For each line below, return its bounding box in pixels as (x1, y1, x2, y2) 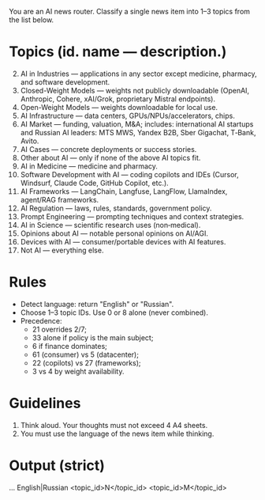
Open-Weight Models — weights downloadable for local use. (20, 102, 218, 112)
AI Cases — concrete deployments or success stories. (20, 144, 197, 153)
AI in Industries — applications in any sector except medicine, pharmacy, (20, 69, 257, 78)
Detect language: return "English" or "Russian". (20, 299, 174, 309)
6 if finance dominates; (32, 341, 107, 350)
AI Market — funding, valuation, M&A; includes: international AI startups (20, 119, 254, 129)
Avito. (20, 136, 39, 146)
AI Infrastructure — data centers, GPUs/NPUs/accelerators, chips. (20, 111, 235, 120)
